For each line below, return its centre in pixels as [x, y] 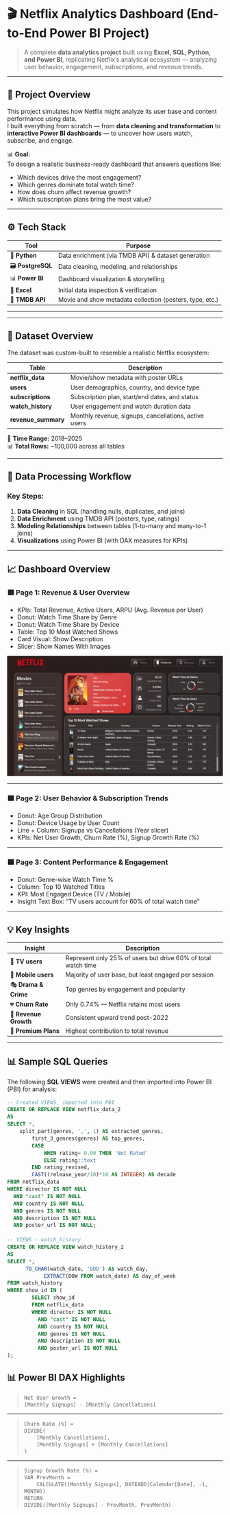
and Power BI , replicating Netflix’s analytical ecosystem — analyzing [120, 59]
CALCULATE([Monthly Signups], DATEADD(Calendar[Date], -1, [123, 1484]
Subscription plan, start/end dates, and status [134, 396]
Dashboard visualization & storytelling [111, 279]
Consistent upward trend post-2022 [117, 1018]
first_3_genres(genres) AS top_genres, [89, 1138]
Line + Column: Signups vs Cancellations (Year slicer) [93, 831]
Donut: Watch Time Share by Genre [67, 617]
